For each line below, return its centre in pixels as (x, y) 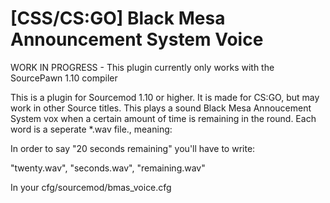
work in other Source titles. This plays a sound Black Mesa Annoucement (161, 108)
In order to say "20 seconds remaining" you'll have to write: (133, 148)
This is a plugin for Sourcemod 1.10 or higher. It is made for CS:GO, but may (165, 97)
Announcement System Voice (137, 39)
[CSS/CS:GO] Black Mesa (118, 18)
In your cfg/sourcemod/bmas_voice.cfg (91, 187)
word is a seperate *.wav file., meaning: (91, 129)
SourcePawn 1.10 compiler (64, 78)
